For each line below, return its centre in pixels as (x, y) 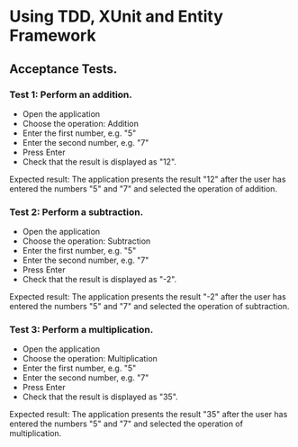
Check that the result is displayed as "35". (100, 397)
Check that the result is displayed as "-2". (99, 280)
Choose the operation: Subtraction (86, 241)
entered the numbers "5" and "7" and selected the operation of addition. (143, 188)
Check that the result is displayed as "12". (99, 161)
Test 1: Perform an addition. (71, 94)
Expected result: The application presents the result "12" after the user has (148, 179)
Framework (53, 36)
